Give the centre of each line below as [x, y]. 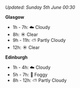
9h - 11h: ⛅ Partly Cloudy [39, 40]
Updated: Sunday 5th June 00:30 [40, 7]
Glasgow [15, 17]
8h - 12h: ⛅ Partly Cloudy [39, 80]
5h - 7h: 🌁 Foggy [30, 75]
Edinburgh [16, 57]
